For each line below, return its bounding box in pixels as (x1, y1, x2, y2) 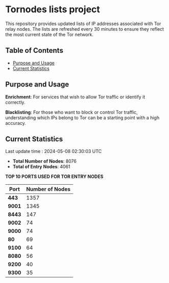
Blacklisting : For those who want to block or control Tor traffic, (5, 109, 138, 115)
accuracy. (5, 120, 27, 126)
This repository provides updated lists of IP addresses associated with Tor (5, 20, 161, 27)
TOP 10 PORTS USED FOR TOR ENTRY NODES (5, 173, 104, 180)
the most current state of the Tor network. (5, 31, 93, 37)
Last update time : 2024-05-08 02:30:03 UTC (5, 148, 102, 155)
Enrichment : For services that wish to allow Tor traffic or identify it (5, 94, 146, 100)
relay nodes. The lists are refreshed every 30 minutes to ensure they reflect (5, 26, 164, 32)
